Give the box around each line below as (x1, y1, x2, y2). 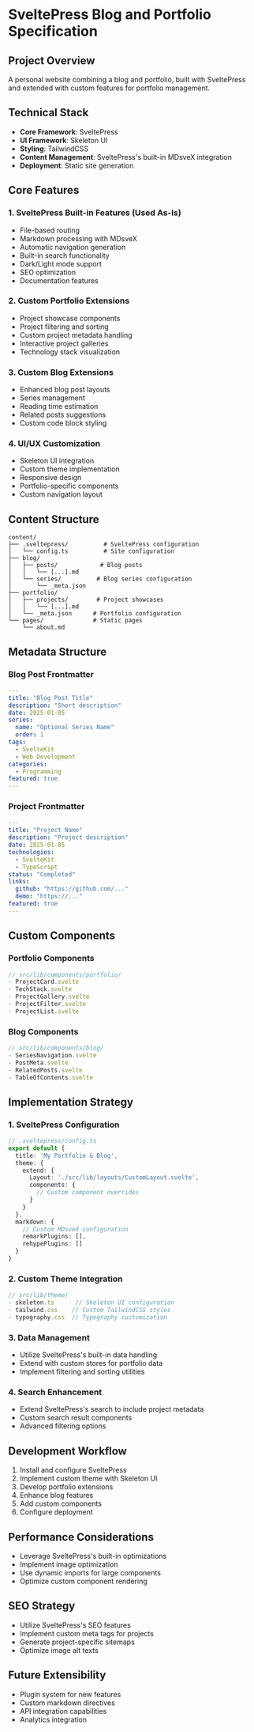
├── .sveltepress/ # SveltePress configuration (8, 540, 200, 549)
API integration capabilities (19, 1706, 107, 1715)
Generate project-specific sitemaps (19, 1637, 136, 1647)
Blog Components (8, 1026, 79, 1037)
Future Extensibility (8, 1669, 106, 1682)
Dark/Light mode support (19, 259, 103, 268)
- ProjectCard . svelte (8, 978, 80, 986)
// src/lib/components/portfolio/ (8, 970, 122, 978)
